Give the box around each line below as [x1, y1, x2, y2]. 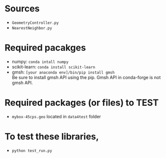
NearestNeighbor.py [11, 25, 53, 30]
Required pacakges [4, 42, 86, 54]
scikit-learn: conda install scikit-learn [11, 64, 95, 70]
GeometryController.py [11, 20, 59, 25]
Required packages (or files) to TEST [4, 97, 159, 108]
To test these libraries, [4, 131, 99, 142]
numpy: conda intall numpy [11, 58, 69, 65]
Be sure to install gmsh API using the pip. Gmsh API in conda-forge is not [11, 74, 161, 80]
